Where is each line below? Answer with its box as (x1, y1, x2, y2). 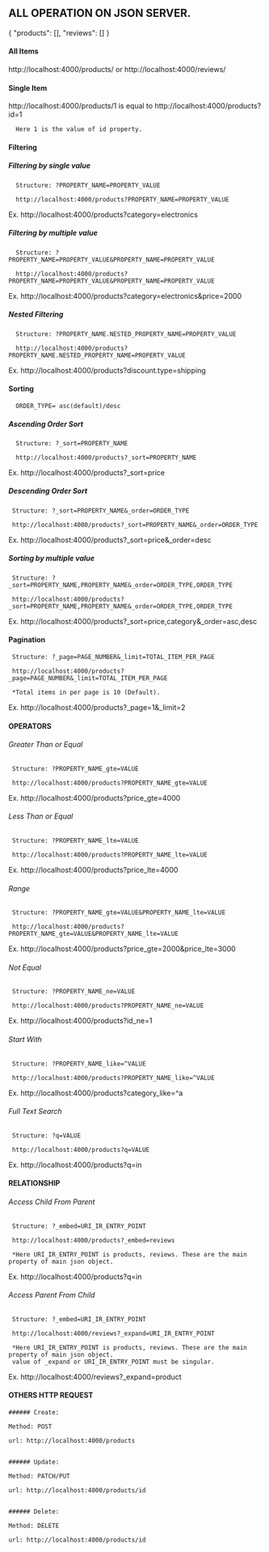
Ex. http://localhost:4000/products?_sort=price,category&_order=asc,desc (8, 616, 257, 626)
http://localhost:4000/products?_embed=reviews (11, 1236, 175, 1244)
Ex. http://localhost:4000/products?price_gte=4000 (8, 793, 181, 802)
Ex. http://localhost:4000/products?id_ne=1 (8, 1016, 153, 1026)
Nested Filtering (8, 309, 64, 319)
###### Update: (8, 1458, 60, 1466)
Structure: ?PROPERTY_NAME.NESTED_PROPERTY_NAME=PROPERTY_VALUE (15, 330, 237, 338)
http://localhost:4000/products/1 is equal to (8, 101, 153, 111)
